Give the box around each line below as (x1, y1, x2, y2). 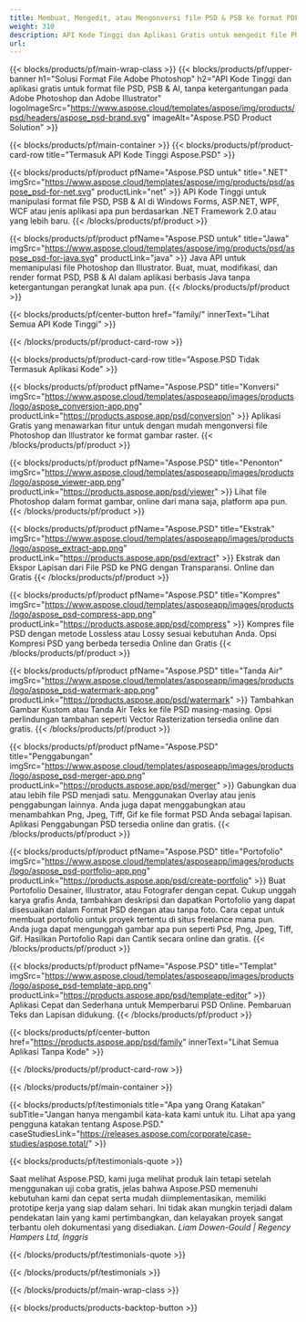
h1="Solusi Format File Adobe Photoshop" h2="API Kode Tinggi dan (37, 74, 292, 85)
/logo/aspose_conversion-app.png (9, 401, 139, 411)
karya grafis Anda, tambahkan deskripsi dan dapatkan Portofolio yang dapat (9, 895, 296, 906)
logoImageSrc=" (9, 102, 71, 114)
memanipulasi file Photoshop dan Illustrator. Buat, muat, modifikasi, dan (9, 262, 278, 274)
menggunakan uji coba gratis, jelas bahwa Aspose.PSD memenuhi (9, 1183, 258, 1194)
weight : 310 (9, 22, 55, 31)
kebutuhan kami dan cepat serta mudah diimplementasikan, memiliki (9, 1192, 267, 1204)
